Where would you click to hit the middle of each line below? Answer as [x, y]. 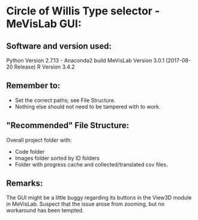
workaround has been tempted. [45, 210]
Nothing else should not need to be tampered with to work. [88, 106]
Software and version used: [59, 46]
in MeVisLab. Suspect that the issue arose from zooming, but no [85, 204]
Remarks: [25, 184]
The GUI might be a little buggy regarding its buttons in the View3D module [99, 198]
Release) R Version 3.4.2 [44, 67]
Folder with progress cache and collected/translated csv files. [91, 164]
